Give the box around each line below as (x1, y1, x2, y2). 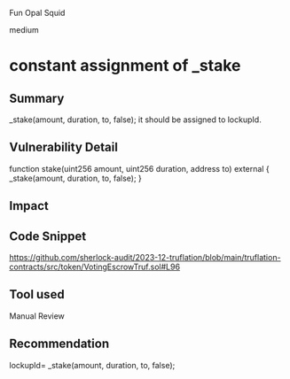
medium (9, 25, 39, 35)
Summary (9, 90, 65, 105)
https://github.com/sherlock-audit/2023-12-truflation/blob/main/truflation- (9, 252, 281, 263)
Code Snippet (9, 228, 87, 244)
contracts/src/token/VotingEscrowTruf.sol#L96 (9, 261, 180, 273)
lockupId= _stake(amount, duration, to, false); (9, 360, 176, 370)
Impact (9, 198, 49, 213)
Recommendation (9, 336, 109, 352)
